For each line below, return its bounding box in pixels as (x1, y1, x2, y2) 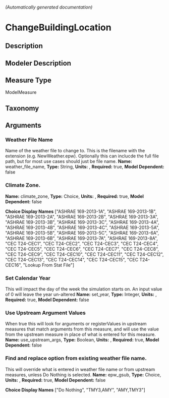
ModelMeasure (5, 89, 37, 95)
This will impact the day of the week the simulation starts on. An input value (5, 286, 162, 292)
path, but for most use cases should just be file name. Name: (5, 158, 133, 164)
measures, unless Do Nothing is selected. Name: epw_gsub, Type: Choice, (5, 371, 161, 378)
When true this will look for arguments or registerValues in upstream (5, 321, 147, 327)
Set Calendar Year (5, 274, 50, 281)
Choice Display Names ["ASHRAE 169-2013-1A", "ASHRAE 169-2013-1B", (5, 208, 157, 214)
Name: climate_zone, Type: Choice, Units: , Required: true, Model (5, 193, 144, 199)
